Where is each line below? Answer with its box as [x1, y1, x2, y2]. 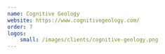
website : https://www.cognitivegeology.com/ [7, 17, 140, 24]
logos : [7, 29, 27, 37]
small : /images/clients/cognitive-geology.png [20, 36, 159, 43]
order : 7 [7, 23, 33, 30]
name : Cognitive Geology [7, 10, 80, 18]
